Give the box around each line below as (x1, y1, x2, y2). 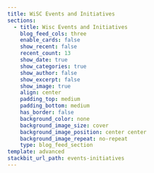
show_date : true (20, 56, 69, 64)
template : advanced (7, 148, 65, 155)
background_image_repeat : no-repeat (20, 135, 129, 142)
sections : (7, 17, 37, 24)
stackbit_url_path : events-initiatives (7, 155, 125, 162)
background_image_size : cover (20, 121, 109, 129)
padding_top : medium (20, 96, 81, 103)
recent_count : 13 (20, 50, 71, 57)
